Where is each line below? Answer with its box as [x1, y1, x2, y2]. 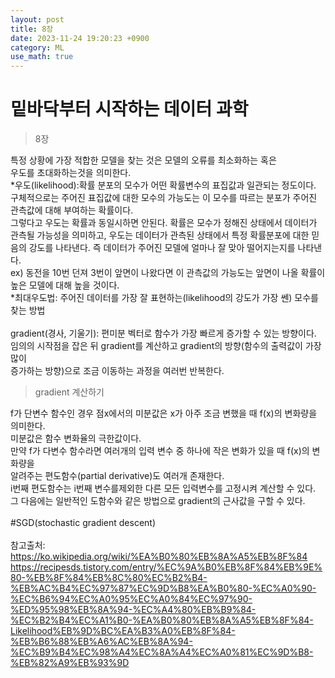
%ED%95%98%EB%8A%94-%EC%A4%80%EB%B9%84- [10, 604, 257, 616]
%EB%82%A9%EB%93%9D [10, 657, 130, 669]
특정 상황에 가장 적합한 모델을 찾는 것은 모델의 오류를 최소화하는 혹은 [10, 154, 277, 166]
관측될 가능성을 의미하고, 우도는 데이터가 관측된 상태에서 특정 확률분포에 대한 [10, 229, 310, 241]
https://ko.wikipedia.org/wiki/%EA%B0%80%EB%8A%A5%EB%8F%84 [10, 551, 308, 563]
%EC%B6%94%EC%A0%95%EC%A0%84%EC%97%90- [10, 593, 253, 605]
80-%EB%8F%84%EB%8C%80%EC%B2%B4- [10, 572, 208, 584]
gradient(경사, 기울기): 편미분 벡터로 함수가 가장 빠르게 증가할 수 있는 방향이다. [10, 327, 317, 340]
